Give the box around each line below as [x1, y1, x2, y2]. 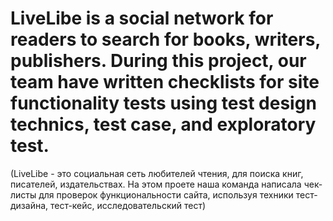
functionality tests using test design [10, 92, 317, 115]
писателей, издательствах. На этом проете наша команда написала [10, 178, 302, 190]
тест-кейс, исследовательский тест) [49, 199, 207, 211]
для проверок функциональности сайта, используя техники [38, 188, 294, 201]
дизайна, [10, 199, 49, 211]
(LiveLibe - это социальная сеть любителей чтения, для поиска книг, [10, 167, 304, 179]
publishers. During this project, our [10, 50, 307, 72]
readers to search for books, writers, [10, 28, 321, 51]
